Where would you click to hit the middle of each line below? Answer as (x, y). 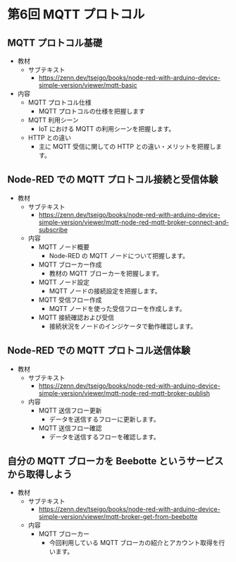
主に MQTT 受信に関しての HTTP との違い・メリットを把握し (127, 146)
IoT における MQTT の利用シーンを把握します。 (107, 129)
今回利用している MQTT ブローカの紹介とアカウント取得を (134, 543)
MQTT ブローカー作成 (70, 264)
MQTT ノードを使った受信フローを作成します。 (117, 308)
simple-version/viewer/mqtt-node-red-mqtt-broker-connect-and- (133, 222)
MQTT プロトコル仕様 (60, 102)
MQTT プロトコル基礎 (55, 43)
